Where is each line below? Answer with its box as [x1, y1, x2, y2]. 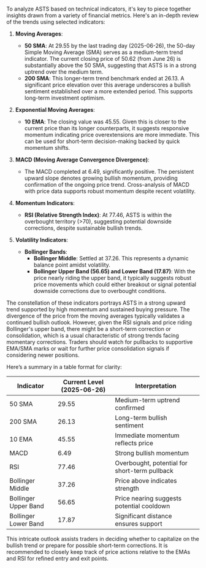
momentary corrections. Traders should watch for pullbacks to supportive [6, 338, 193, 346]
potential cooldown [115, 502, 170, 510]
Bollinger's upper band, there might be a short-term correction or [6, 325, 172, 332]
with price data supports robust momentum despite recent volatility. [24, 187, 196, 195]
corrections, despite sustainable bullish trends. [24, 224, 143, 231]
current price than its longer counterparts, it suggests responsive [24, 125, 189, 131]
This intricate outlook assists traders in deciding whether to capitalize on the [6, 535, 199, 542]
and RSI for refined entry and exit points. [6, 555, 109, 562]
